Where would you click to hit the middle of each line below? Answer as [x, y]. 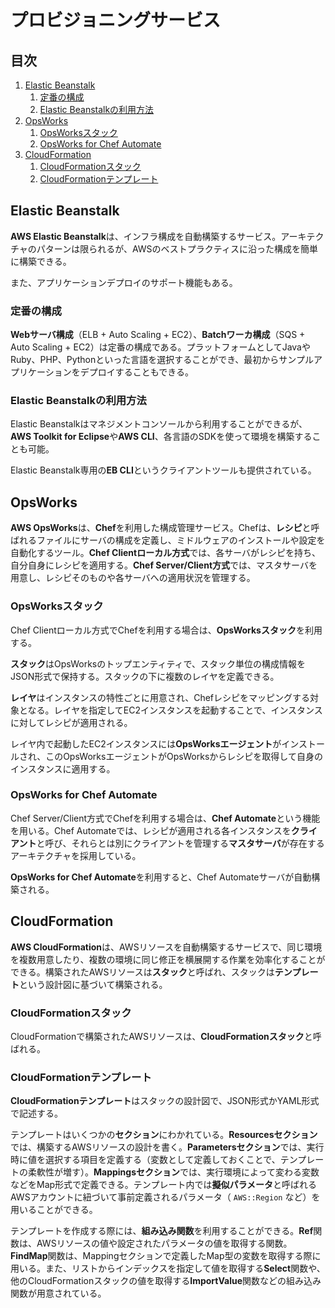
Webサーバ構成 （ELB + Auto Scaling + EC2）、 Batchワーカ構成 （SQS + [158, 335]
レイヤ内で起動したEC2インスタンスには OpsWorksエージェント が [146, 743]
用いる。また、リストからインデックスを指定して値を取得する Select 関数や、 [168, 1268]
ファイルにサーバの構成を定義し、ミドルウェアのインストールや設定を [181, 540]
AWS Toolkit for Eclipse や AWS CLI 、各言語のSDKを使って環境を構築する [161, 437]
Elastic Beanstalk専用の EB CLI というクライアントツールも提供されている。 [163, 470]
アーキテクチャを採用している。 [76, 855]
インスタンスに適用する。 [63, 768]
